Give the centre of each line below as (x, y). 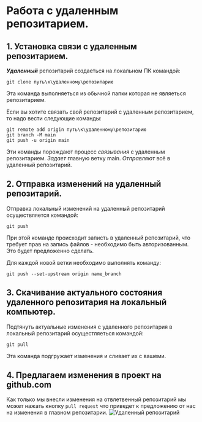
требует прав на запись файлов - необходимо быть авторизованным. (98, 244)
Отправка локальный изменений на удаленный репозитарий (86, 208)
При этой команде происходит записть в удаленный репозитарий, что (99, 238)
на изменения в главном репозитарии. (57, 413)
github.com (29, 385)
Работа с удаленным (62, 11)
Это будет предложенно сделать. (50, 251)
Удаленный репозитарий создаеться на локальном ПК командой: (93, 71)
